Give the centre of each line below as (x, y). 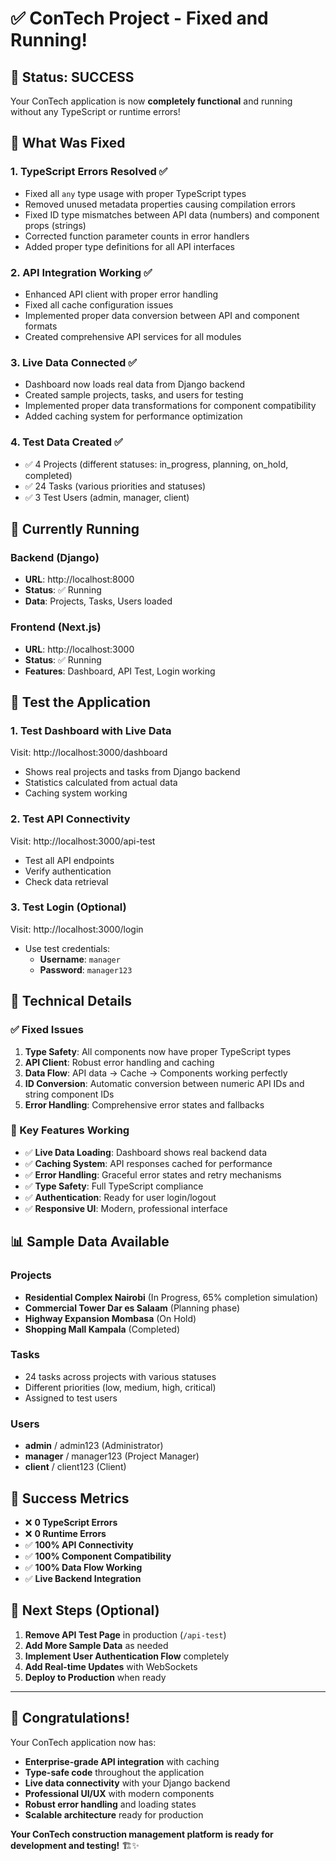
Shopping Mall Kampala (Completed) (102, 1329)
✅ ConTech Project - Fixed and (139, 18)
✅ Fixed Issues (47, 1030)
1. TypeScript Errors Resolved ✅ (89, 172)
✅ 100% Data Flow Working (83, 1567)
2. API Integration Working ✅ (81, 272)
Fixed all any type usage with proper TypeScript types (135, 193)
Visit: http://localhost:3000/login (77, 929)
